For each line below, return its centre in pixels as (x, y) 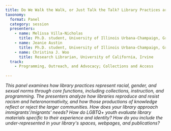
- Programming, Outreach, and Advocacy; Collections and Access (84, 66)
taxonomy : (16, 15)
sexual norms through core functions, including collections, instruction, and (85, 91)
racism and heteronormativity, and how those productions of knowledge (81, 101)
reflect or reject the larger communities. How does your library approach (82, 107)
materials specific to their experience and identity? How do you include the (84, 118)
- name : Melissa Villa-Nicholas (49, 33)
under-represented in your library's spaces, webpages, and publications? (83, 123)
